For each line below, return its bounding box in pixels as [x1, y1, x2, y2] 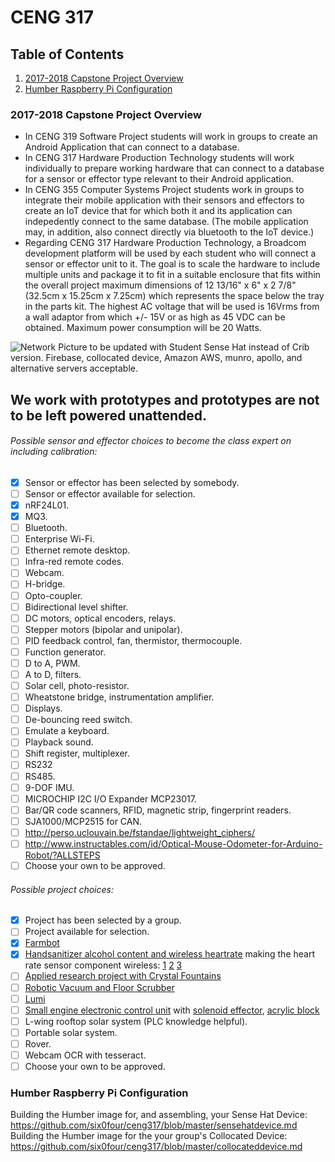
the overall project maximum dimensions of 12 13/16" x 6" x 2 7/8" [24, 279, 297, 291]
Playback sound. [24, 736, 94, 748]
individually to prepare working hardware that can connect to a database [24, 162, 325, 175]
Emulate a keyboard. [24, 725, 110, 737]
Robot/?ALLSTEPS [24, 849, 101, 861]
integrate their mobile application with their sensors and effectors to [24, 194, 305, 206]
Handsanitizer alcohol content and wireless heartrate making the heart [24, 948, 315, 960]
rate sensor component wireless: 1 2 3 [24, 959, 183, 971]
